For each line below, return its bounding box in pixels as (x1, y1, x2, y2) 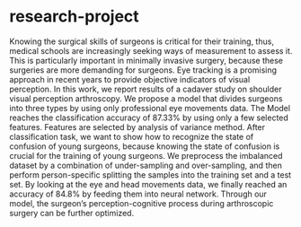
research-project (9, 6, 139, 27)
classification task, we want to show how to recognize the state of (9, 131, 254, 142)
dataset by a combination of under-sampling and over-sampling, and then (9, 160, 283, 170)
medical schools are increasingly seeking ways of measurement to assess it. (9, 45, 293, 56)
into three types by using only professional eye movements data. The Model (9, 102, 290, 113)
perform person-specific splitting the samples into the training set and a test (9, 169, 292, 180)
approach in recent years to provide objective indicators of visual (9, 74, 251, 84)
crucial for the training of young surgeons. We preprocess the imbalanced (9, 150, 283, 161)
